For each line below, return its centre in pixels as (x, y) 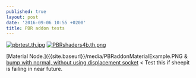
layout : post (22, 17)
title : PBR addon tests (36, 28)
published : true (26, 12)
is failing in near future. (34, 69)
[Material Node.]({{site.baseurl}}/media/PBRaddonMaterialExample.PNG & (97, 56)
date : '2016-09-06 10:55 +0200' (46, 22)
